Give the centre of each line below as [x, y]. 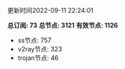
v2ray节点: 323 [40, 49]
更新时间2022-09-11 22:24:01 [50, 10]
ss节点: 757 [34, 40]
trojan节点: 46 [38, 58]
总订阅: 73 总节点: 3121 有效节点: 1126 [63, 25]
